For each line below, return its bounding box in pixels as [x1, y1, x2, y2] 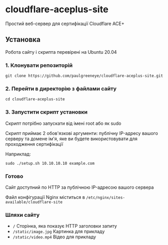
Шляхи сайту [5, 211, 40, 218]
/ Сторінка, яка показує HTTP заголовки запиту [12, 223, 117, 229]
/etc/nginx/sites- [86, 195, 125, 200]
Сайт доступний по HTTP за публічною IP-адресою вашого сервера [5, 184, 154, 190]
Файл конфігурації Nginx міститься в [5, 194, 85, 200]
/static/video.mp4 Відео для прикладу [12, 234, 96, 240]
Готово [5, 172, 23, 180]
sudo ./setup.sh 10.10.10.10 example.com [5, 161, 95, 166]
